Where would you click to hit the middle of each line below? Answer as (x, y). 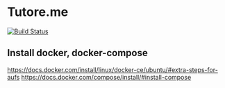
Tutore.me (38, 12)
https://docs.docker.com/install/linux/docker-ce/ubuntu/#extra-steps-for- (113, 69)
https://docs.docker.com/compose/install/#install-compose (106, 77)
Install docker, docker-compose (77, 53)
